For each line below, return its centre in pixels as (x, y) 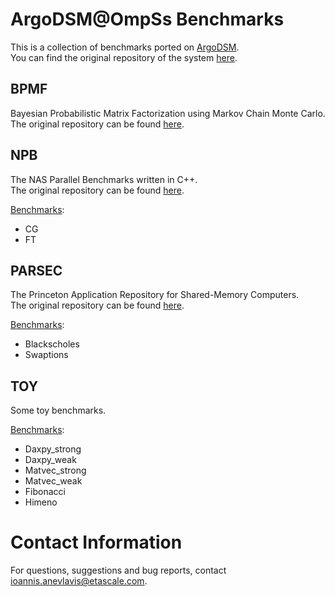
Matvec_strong (55, 470)
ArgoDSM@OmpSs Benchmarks (147, 19)
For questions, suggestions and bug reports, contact (118, 570)
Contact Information (96, 542)
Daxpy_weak (50, 460)
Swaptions (46, 355)
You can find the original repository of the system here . (124, 57)
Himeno (41, 502)
